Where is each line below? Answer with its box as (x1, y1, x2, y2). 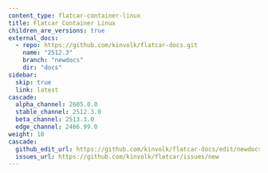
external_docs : (8, 33, 59, 42)
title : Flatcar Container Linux (8, 19, 116, 27)
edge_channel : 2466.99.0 (15, 123, 98, 131)
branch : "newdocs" (22, 57, 84, 65)
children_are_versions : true (8, 26, 105, 34)
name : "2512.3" (22, 49, 73, 57)
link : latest (15, 85, 59, 94)
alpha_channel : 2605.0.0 (15, 100, 98, 108)
